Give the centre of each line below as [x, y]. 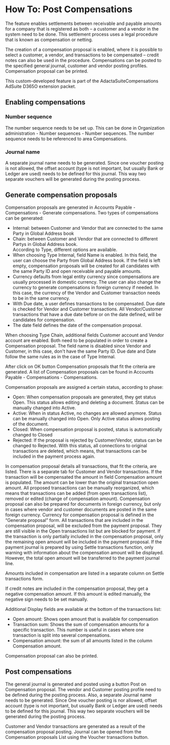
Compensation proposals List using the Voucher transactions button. [77, 737]
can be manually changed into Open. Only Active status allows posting [87, 418]
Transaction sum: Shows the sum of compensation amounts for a [81, 624]
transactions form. [25, 578]
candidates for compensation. [44, 320]
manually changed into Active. [44, 408]
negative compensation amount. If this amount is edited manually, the [78, 594]
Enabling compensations [45, 102]
